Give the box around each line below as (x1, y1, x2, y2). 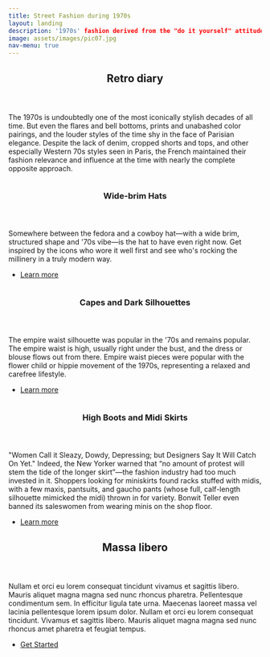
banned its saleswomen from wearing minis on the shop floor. (8, 502, 213, 511)
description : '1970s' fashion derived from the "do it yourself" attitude (8, 27, 264, 35)
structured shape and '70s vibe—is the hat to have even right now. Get (8, 237, 242, 247)
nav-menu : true (8, 42, 59, 50)
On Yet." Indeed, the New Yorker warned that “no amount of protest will (8, 459, 245, 469)
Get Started (19, 639, 59, 649)
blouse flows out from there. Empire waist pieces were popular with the (8, 352, 245, 362)
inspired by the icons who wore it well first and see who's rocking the (8, 246, 238, 256)
